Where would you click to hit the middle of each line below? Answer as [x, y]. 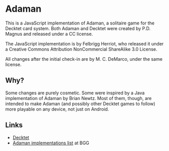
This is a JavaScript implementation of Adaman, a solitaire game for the [80, 23]
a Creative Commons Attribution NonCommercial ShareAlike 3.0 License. [81, 49]
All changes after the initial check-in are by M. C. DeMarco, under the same [84, 59]
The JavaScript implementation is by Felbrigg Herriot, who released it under [84, 43]
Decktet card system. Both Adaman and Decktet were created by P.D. [78, 28]
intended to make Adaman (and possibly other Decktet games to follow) [80, 104]
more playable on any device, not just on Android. [57, 109]
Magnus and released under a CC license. [49, 34]
